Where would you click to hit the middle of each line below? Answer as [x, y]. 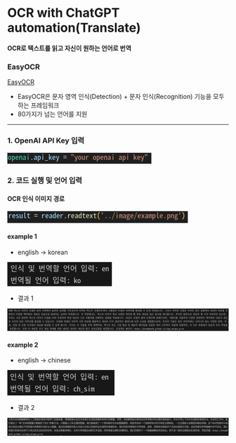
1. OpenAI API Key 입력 [46, 140]
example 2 [23, 345]
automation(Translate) [74, 28]
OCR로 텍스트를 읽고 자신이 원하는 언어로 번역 [70, 48]
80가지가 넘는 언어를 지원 [52, 114]
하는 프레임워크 [38, 105]
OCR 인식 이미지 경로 [36, 199]
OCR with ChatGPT [64, 13]
